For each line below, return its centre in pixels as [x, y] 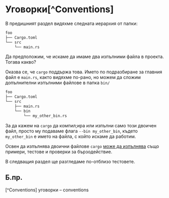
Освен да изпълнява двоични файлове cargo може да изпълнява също [82, 146]
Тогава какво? [21, 62]
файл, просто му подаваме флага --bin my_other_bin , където [72, 131]
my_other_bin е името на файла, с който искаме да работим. [71, 136]
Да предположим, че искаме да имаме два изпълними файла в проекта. [85, 56]
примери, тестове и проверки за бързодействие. [59, 152]
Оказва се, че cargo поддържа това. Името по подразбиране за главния [84, 72]
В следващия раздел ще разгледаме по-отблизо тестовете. [70, 161]
